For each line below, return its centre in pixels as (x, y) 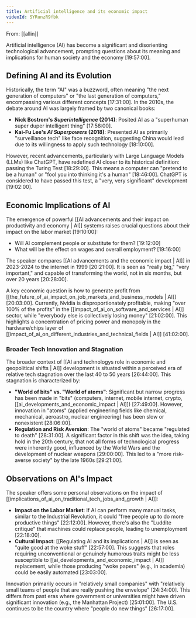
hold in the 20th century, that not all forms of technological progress (97, 441)
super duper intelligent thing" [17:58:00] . (63, 126)
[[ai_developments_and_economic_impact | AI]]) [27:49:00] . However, (99, 405)
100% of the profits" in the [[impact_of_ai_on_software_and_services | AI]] (95, 309)
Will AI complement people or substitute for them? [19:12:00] (87, 243)
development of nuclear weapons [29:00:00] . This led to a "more (93, 454)
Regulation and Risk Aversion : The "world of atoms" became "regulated (102, 429)
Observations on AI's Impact (59, 479)
